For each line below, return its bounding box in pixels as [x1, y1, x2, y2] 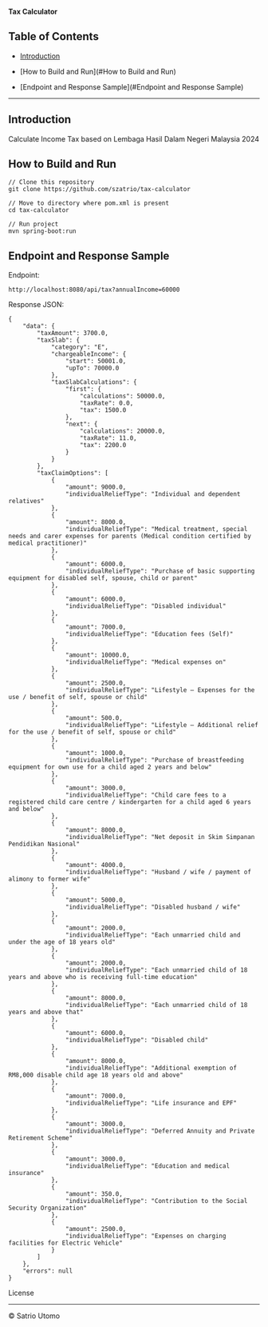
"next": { [65, 420, 98, 429]
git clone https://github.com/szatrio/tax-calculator [8, 186, 191, 194]
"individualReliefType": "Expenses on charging [65, 1232, 227, 1241]
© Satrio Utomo [8, 1311, 61, 1321]
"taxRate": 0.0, [79, 399, 134, 407]
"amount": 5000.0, [65, 896, 127, 905]
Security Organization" [8, 1204, 88, 1213]
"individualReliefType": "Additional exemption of [65, 1064, 238, 1073]
